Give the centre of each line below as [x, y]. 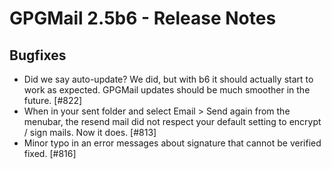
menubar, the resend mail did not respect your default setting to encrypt [172, 121]
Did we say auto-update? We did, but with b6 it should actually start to [168, 79]
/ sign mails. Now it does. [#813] [90, 132]
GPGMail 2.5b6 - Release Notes [143, 18]
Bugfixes [38, 55]
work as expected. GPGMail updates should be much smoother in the [167, 90]
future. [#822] [53, 100]
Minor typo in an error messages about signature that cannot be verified [172, 143]
